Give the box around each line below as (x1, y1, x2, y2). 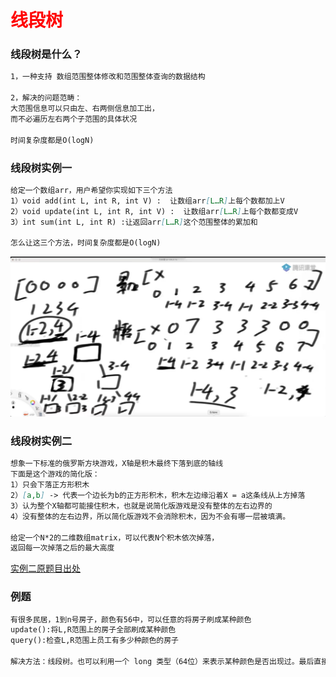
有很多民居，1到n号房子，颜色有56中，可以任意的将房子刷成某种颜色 (10, 614, 252, 625)
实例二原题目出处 (10, 562, 81, 575)
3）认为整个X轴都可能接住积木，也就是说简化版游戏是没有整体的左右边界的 (10, 501, 273, 511)
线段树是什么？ (10, 47, 83, 61)
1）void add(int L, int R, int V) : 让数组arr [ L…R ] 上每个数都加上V (10, 196, 285, 206)
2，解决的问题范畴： (10, 93, 83, 103)
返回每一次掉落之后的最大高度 (10, 543, 115, 553)
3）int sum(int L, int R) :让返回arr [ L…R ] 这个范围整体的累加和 (10, 217, 258, 227)
